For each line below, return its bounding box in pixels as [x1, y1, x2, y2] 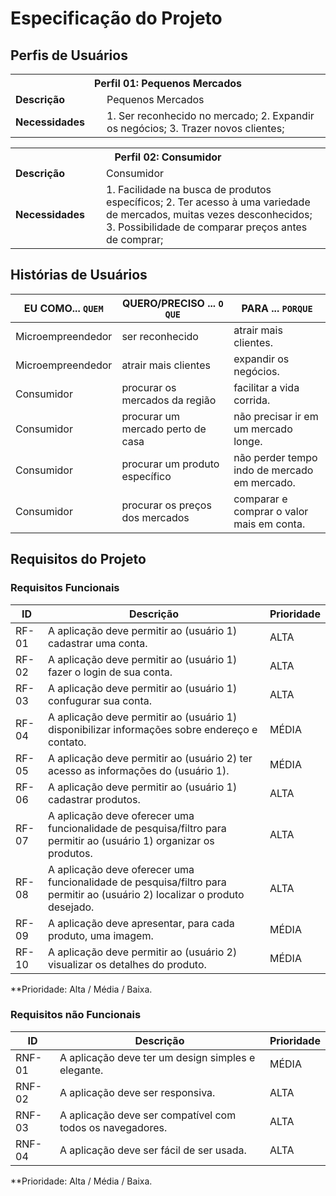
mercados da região [121, 393, 217, 407]
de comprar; [106, 233, 164, 246]
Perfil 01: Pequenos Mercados [94, 77, 242, 90]
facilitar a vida [233, 380, 300, 394]
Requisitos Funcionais [10, 581, 120, 595]
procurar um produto [121, 457, 220, 471]
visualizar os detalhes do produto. [47, 957, 207, 971]
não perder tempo [233, 450, 318, 464]
